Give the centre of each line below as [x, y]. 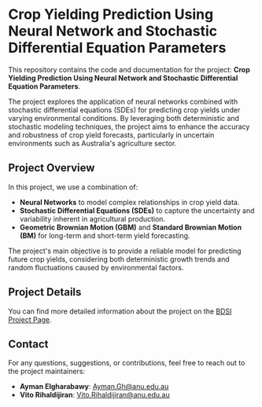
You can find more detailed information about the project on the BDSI [120, 311]
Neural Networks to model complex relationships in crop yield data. [129, 202]
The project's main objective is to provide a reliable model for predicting [125, 251]
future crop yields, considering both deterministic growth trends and [119, 259]
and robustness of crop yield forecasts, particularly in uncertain [111, 134]
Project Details [45, 292]
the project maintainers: [46, 372]
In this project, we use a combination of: [73, 187]
